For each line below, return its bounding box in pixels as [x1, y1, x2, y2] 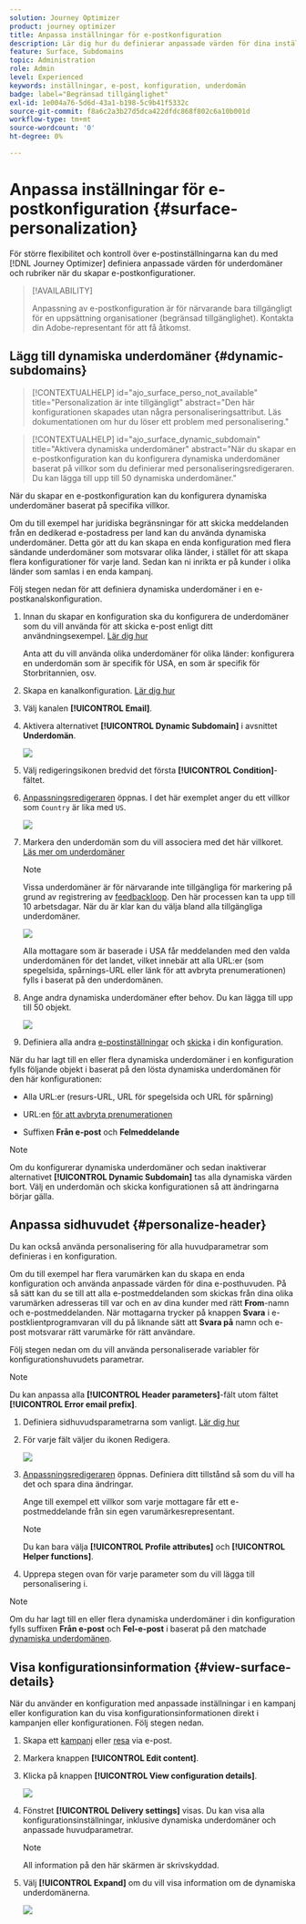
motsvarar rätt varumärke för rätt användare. [27, 1327, 196, 1338]
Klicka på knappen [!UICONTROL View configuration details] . [22, 1770, 258, 1782]
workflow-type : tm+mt [9, 115, 92, 124]
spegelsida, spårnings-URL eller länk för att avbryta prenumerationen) [22, 964, 287, 975]
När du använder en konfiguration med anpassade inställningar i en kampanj [9, 1698, 296, 1709]
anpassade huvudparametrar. [22, 1825, 134, 1836]
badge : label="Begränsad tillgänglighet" [9, 89, 169, 98]
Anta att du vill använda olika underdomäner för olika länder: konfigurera [22, 648, 295, 659]
